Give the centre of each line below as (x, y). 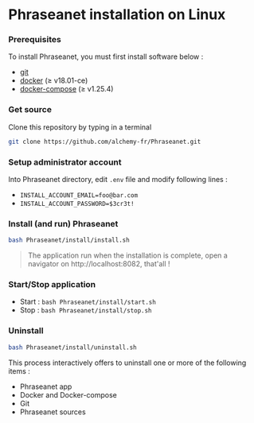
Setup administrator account (65, 162)
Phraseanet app (46, 386)
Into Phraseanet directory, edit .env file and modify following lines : (118, 179)
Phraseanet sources (53, 412)
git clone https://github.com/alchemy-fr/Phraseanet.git (105, 142)
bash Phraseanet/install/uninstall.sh (72, 347)
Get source (30, 110)
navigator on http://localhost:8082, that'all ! (99, 264)
